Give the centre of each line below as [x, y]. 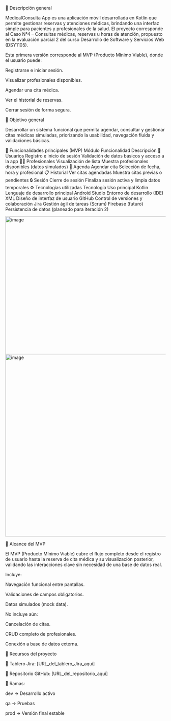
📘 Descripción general [28, 8]
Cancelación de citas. [28, 624]
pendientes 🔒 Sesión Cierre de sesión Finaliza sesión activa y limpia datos [83, 180]
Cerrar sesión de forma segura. [38, 110]
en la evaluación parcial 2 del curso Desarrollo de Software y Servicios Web [85, 39]
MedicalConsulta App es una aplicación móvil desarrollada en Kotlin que [81, 18]
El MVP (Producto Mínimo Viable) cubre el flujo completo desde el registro [83, 554]
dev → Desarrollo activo [30, 693]
